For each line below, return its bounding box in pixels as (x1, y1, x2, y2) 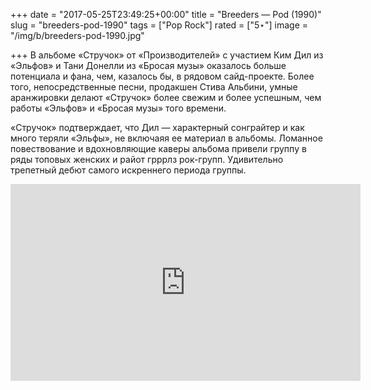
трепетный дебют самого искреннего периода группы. (10, 164, 247, 176)
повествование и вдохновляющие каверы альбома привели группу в (10, 143, 307, 154)
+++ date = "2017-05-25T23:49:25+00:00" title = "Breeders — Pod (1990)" (10, 9, 322, 20)
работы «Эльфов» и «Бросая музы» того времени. (10, 102, 227, 114)
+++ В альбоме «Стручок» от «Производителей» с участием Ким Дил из (10, 49, 324, 61)
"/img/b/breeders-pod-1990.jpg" (10, 30, 145, 41)
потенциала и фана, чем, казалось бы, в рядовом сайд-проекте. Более (10, 70, 315, 82)
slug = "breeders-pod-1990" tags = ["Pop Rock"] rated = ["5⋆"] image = (10, 19, 309, 31)
